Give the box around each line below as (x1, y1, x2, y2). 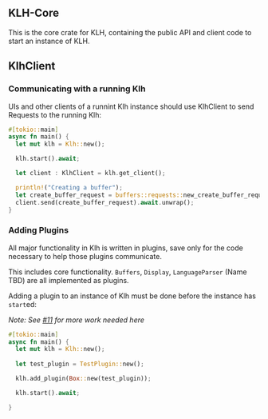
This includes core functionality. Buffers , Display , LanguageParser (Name (8, 267, 247, 277)
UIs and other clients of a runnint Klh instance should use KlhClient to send (8, 102, 254, 111)
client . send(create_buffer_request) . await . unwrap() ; (15, 198, 195, 206)
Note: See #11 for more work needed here (8, 315, 145, 325)
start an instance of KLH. (8, 36, 90, 46)
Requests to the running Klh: (8, 110, 102, 119)
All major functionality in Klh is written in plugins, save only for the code (8, 243, 243, 253)
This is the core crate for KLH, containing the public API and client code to (8, 27, 252, 37)
